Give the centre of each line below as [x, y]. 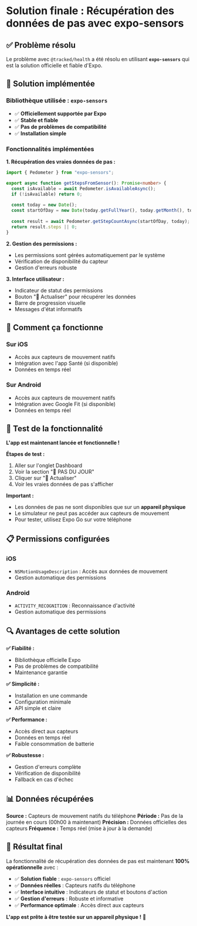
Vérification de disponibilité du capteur [61, 261]
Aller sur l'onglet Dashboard [48, 465]
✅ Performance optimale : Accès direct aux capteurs [79, 905]
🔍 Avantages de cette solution [63, 631]
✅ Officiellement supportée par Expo [60, 114]
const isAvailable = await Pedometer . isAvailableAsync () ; [84, 189]
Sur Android [24, 385]
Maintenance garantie [41, 672]
